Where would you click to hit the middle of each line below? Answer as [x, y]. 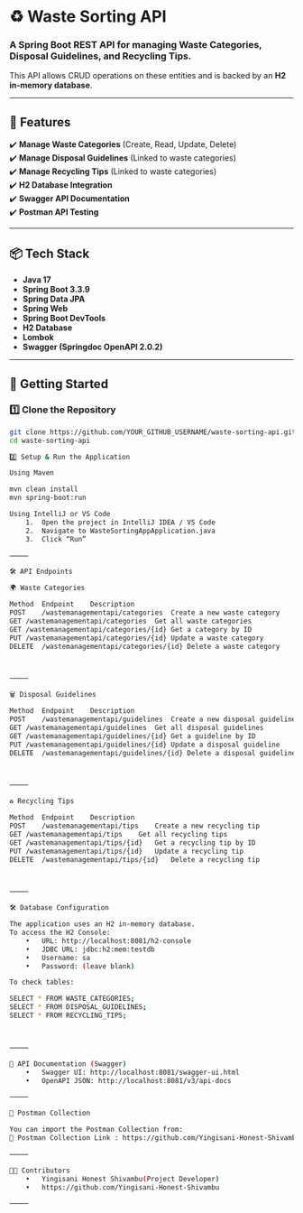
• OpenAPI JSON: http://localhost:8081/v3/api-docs [129, 1080]
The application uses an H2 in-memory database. [102, 924]
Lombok [38, 338]
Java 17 [37, 280]
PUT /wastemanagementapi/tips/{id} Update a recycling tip [127, 851]
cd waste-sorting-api [50, 440]
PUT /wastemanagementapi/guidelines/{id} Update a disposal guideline [145, 745]
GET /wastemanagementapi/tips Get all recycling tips [119, 834]
